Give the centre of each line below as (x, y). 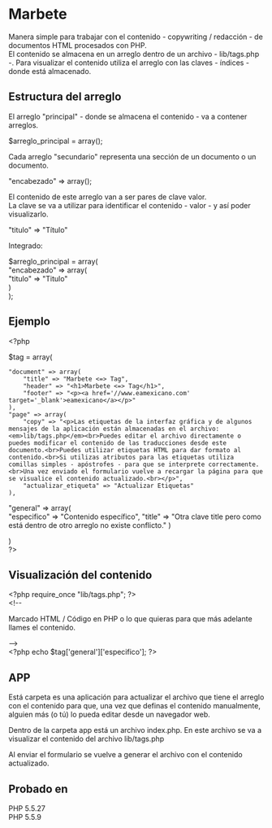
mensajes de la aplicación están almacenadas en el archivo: (114, 429)
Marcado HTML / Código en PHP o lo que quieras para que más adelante (131, 619)
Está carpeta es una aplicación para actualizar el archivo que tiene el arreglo (136, 697)
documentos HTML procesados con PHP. (78, 45)
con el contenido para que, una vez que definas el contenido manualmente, (135, 706)
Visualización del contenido (80, 575)
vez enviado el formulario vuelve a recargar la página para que (151, 471)
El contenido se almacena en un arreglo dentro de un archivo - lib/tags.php (134, 54)
